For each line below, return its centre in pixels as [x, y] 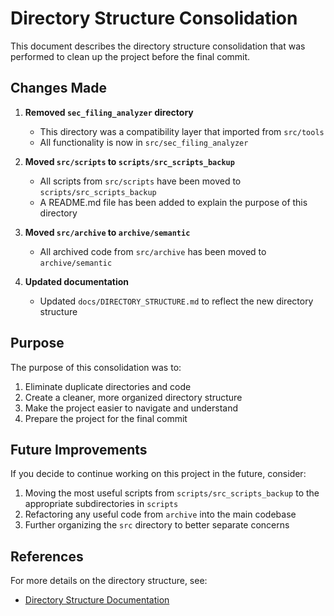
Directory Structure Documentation [97, 600]
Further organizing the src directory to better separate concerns [157, 525]
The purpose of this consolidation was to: [96, 367]
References [47, 556]
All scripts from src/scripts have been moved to [140, 181]
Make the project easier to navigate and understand [131, 408]
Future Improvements [79, 449]
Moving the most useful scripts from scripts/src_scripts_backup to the [172, 493]
